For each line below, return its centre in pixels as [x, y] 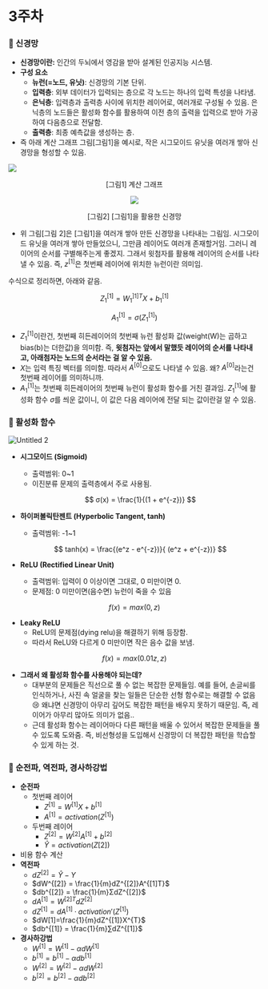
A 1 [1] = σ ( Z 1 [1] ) [134, 318]
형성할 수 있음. [64, 152]
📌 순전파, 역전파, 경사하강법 [58, 767]
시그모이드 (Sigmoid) [54, 456]
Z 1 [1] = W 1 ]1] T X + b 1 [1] [134, 299]
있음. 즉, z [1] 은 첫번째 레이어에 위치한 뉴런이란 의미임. [120, 263]
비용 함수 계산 [41, 854]
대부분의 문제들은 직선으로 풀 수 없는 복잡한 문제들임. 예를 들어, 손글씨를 [144, 685]
